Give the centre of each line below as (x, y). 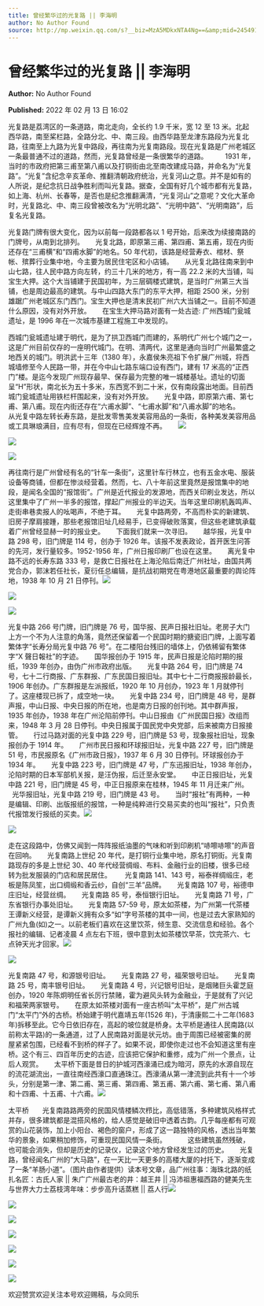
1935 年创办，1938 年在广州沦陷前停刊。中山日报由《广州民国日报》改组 (125, 716)
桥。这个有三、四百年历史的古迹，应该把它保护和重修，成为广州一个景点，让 (132, 1054)
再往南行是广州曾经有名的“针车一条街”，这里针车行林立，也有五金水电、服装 (132, 473)
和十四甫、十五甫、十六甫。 (53, 1094)
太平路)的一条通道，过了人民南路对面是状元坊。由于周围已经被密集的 (133, 1035)
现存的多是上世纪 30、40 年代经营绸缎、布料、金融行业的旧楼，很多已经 (132, 865)
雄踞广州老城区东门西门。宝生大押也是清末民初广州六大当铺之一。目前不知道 (132, 301)
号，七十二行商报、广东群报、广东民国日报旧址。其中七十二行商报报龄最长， (132, 676)
